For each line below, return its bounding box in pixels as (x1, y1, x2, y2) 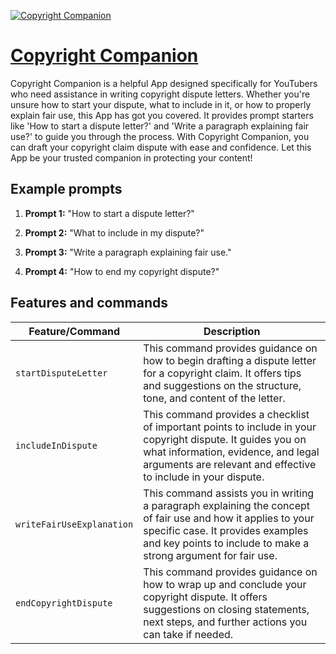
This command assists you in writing (143, 486, 315, 500)
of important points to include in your (143, 420, 317, 434)
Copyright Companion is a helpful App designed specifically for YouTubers (10, 77, 318, 89)
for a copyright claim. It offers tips (143, 366, 302, 380)
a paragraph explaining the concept (143, 498, 310, 512)
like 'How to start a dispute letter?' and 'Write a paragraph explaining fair (10, 120, 310, 132)
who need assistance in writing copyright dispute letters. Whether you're (10, 88, 311, 100)
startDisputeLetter (15, 367, 108, 379)
